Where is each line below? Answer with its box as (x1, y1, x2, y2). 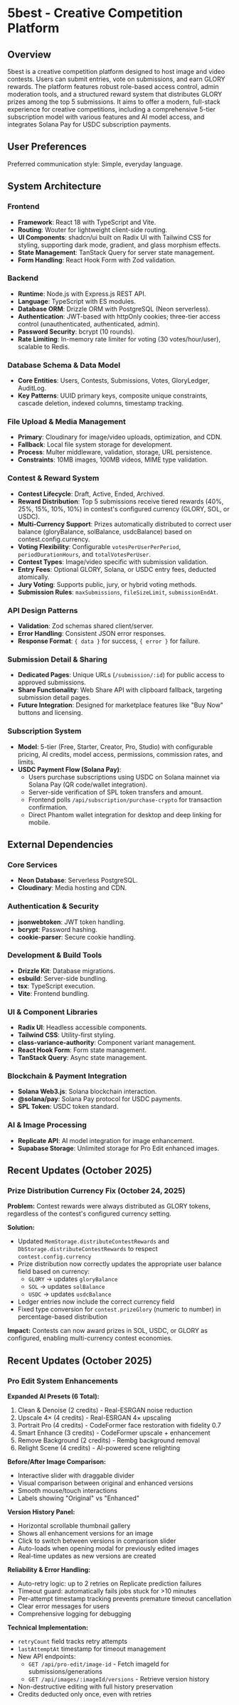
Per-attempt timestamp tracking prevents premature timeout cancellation (17, 1595, 232, 1603)
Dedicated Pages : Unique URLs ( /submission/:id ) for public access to (17, 671, 225, 679)
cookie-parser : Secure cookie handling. (17, 933, 136, 941)
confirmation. (28, 802, 68, 812)
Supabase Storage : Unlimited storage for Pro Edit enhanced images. (17, 1144, 219, 1152)
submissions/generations (28, 1667, 103, 1676)
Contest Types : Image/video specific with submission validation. (17, 557, 208, 566)
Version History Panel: (7, 1508, 75, 1517)
